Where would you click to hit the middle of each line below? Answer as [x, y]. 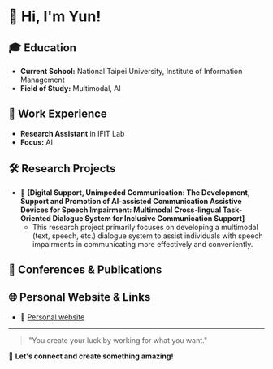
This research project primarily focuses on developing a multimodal [145, 227]
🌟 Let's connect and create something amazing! [91, 356]
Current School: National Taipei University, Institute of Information [131, 71]
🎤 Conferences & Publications [85, 270]
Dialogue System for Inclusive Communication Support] [149, 218]
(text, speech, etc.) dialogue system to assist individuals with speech [147, 236]
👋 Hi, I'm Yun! [55, 17]
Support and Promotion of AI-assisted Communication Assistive [131, 201]
